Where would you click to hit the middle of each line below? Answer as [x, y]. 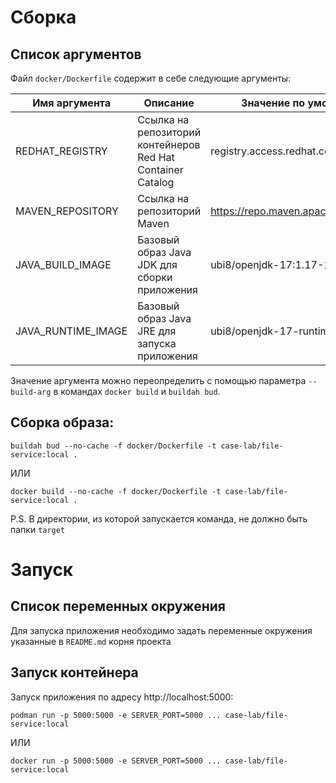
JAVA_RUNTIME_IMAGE [71, 331]
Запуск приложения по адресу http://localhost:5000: [122, 697]
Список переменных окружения [118, 606]
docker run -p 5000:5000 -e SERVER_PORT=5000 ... [116, 761]
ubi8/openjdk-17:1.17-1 [270, 264]
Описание [169, 103]
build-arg [31, 392]
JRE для [157, 331]
